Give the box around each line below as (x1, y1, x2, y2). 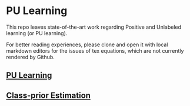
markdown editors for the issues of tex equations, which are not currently (6, 47, 184, 54)
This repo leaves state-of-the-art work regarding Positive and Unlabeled (6, 23, 181, 30)
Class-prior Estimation (6, 90, 91, 100)
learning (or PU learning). (6, 29, 68, 36)
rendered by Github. (6, 53, 55, 60)
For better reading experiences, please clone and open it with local (6, 41, 168, 48)
